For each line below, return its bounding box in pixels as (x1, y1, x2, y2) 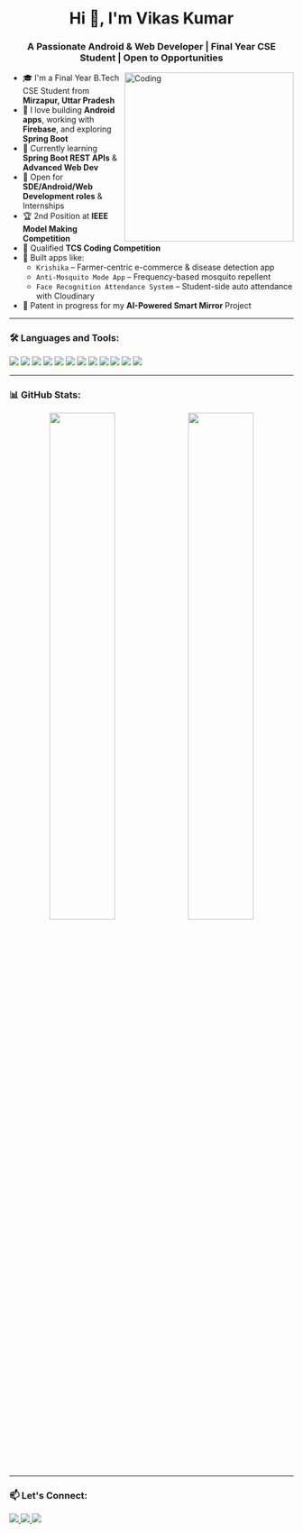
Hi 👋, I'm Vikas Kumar (69, 8, 234, 29)
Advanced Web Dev (22, 162, 99, 173)
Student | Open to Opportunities (79, 51, 224, 64)
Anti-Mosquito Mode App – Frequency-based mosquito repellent (35, 271, 271, 282)
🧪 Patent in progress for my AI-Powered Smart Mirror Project (22, 300, 252, 311)
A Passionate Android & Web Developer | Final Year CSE (26, 41, 277, 53)
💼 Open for (22, 171, 64, 183)
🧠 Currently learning (22, 143, 97, 154)
